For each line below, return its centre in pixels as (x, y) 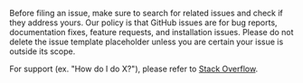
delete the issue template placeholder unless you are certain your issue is (147, 41)
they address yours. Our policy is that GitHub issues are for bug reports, (143, 23)
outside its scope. (43, 51)
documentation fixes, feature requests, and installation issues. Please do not (151, 32)
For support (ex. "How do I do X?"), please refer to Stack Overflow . (134, 69)
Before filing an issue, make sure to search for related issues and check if (146, 13)
